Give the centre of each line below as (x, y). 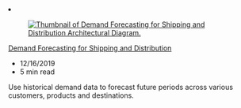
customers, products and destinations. (71, 95)
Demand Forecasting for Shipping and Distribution (90, 48)
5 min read (37, 72)
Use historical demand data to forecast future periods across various (121, 87)
